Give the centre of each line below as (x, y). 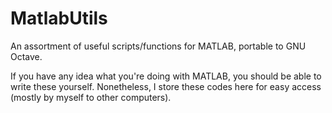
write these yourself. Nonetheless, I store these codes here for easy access (166, 86)
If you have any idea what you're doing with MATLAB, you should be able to (166, 76)
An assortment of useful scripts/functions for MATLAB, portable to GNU (158, 46)
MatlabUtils (59, 18)
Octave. (26, 56)
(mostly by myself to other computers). (91, 97)
